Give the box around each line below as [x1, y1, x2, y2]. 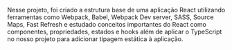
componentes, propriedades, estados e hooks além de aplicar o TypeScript [7, 27, 222, 36]
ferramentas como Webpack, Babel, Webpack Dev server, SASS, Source [7, 13, 214, 21]
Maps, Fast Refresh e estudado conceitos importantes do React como [7, 21, 206, 28]
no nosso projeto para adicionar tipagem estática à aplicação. [7, 35, 184, 43]
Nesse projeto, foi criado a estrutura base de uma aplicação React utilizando [7, 6, 226, 14]
